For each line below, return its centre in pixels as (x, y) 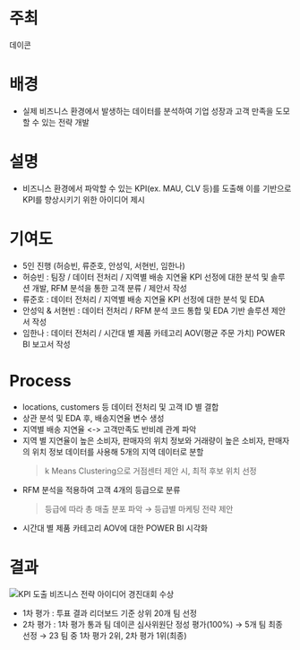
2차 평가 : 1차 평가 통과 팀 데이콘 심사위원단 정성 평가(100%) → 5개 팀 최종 (153, 624)
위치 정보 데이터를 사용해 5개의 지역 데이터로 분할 (118, 451)
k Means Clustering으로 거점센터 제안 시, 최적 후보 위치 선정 (150, 471)
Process (40, 381)
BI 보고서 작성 (46, 344)
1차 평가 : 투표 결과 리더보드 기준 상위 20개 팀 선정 (109, 613)
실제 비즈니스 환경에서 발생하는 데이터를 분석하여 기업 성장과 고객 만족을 (148, 111)
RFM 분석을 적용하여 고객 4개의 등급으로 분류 (101, 490)
